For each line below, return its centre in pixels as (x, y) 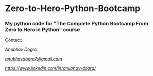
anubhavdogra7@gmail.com (34, 59)
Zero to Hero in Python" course (42, 30)
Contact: (14, 40)
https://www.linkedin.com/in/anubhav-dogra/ (51, 68)
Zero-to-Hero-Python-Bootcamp (73, 8)
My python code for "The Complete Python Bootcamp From (77, 24)
